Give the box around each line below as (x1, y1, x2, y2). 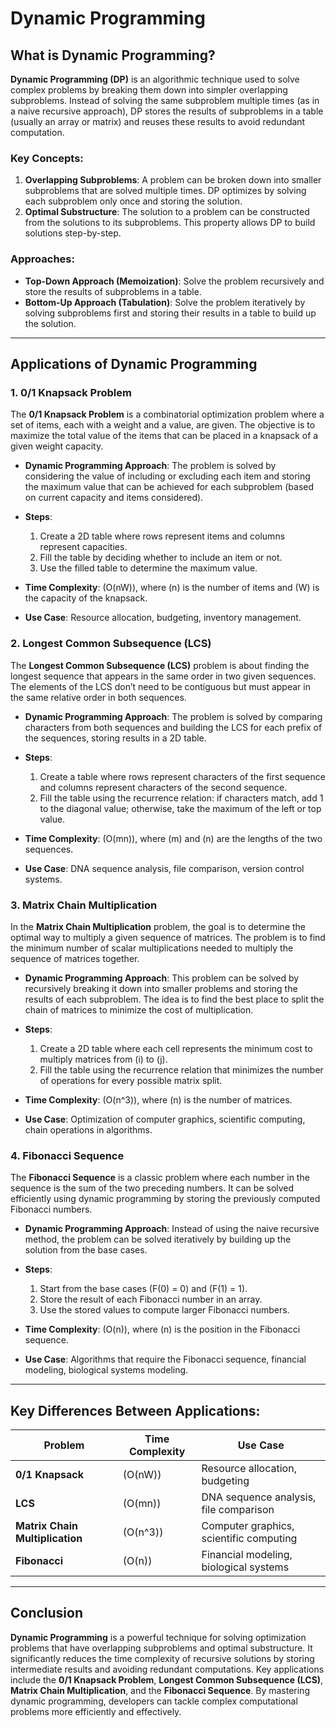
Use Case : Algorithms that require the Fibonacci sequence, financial (24, 1353, 307, 1366)
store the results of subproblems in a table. (24, 285, 202, 297)
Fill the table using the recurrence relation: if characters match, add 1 (39, 792, 324, 804)
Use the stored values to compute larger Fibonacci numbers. (39, 1304, 290, 1316)
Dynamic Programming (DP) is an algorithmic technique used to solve (10, 73, 300, 85)
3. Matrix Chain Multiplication (10, 898, 158, 912)
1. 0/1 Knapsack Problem (10, 385, 132, 399)
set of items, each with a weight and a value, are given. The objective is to (10, 419, 316, 431)
